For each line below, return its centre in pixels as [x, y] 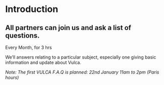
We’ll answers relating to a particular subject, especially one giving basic [81, 57]
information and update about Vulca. [43, 62]
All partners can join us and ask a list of [68, 28]
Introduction [32, 9]
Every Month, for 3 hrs [29, 47]
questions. [22, 35]
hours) [12, 77]
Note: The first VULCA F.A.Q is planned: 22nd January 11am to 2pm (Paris [82, 72]
